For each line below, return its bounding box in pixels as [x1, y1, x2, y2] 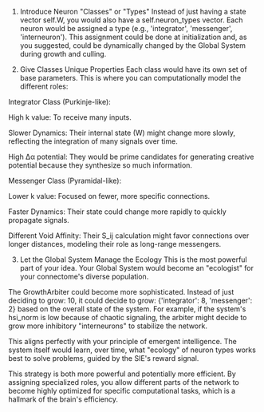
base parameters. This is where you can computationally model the [19, 73, 242, 82]
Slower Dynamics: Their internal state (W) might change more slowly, [8, 128, 235, 137]
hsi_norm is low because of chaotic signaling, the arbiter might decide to [8, 313, 247, 322]
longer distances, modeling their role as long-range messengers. [8, 240, 222, 248]
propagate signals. [8, 216, 69, 224]
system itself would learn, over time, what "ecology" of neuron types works [8, 345, 257, 355]
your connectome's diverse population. [19, 271, 149, 281]
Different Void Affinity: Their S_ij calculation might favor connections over [8, 231, 250, 240]
